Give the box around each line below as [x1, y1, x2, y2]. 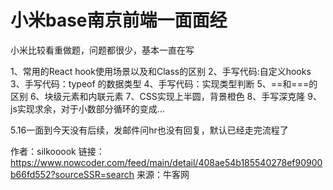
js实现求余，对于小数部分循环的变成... [10, 102, 165, 115]
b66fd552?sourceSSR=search [10, 168, 135, 180]
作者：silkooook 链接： [10, 145, 105, 157]
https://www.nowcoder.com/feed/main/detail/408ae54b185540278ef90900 [10, 156, 323, 168]
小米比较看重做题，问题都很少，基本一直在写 [10, 44, 195, 56]
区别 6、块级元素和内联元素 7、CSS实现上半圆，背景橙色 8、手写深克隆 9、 [10, 90, 322, 102]
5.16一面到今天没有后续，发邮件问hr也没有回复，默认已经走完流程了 [10, 124, 289, 136]
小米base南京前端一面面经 [10, 9, 228, 32]
